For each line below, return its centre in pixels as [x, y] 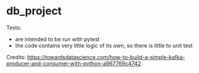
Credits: [16, 57]
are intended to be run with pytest [57, 39]
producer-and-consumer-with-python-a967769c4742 [73, 63]
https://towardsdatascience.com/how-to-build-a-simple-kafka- [106, 57]
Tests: [14, 28]
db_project [34, 11]
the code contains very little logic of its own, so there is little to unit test [104, 45]
